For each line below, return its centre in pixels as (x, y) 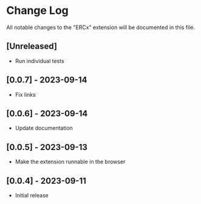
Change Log (37, 11)
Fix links (26, 94)
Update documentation (44, 128)
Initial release (32, 195)
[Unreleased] (32, 46)
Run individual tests (40, 61)
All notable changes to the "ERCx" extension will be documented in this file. (101, 27)
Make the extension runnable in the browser (70, 162)
